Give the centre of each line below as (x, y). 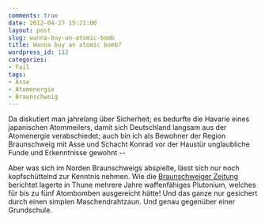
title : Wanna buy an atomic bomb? (65, 45)
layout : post (30, 30)
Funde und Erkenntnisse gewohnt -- (67, 153)
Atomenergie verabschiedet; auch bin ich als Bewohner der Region (117, 136)
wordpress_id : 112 (38, 52)
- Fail (19, 67)
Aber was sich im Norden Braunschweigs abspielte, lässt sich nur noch (124, 168)
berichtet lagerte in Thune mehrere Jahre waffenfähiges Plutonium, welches (132, 185)
